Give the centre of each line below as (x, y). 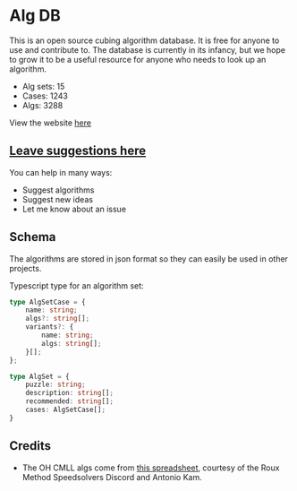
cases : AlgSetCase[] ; (65, 410)
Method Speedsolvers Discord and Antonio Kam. (112, 477)
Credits (30, 446)
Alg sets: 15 (43, 86)
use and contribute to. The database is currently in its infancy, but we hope (148, 49)
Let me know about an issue (74, 209)
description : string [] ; (70, 393)
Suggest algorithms (58, 190)
